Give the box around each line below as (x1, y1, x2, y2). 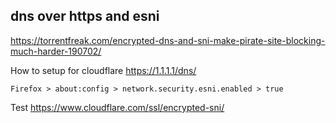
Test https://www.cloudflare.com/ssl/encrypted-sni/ (10, 101, 225, 113)
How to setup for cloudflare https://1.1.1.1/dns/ (10, 64, 197, 76)
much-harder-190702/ (10, 45, 102, 57)
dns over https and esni (10, 8, 160, 25)
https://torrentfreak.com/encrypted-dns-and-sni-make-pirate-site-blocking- (10, 34, 326, 46)
